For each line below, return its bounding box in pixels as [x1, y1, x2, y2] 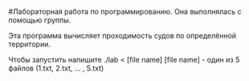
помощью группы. [8, 15, 71, 25]
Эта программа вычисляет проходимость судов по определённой [8, 31, 237, 40]
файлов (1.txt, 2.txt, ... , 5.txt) [8, 63, 104, 73]
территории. [8, 39, 51, 49]
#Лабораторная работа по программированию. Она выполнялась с [8, 7, 242, 16]
